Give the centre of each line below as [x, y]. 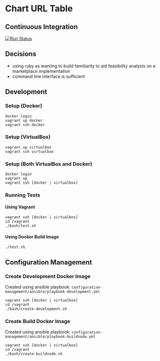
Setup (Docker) [24, 106]
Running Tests [23, 195]
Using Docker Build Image [32, 236]
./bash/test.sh [21, 226]
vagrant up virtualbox [28, 147]
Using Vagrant [20, 207]
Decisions [21, 54]
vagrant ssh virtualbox [30, 151]
